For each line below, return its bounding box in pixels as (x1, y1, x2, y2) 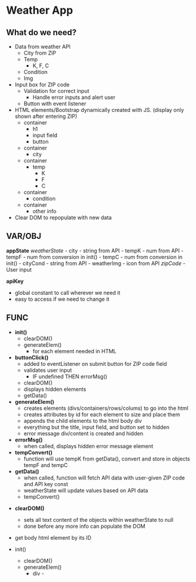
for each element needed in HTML (32, 347, 117, 354)
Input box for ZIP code (14, 81, 70, 88)
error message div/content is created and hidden (23, 430, 144, 437)
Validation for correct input (23, 88, 90, 94)
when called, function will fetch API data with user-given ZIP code (23, 474, 185, 481)
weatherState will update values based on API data (23, 487, 148, 494)
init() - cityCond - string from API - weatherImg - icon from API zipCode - (6, 260, 186, 267)
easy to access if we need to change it (14, 295, 110, 303)
